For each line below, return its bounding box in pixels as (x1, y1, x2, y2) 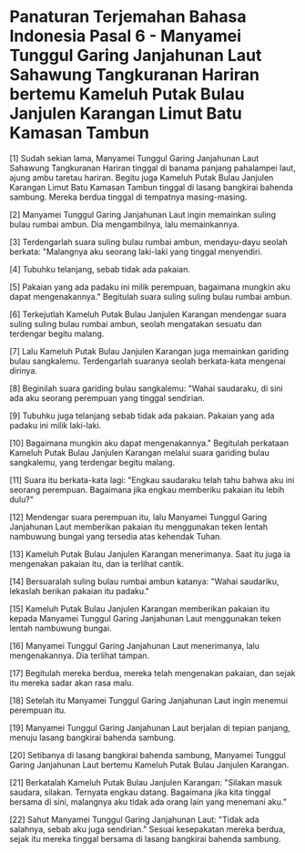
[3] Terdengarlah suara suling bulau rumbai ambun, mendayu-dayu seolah (9, 236, 289, 247)
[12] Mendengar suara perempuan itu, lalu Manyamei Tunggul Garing (9, 511, 268, 522)
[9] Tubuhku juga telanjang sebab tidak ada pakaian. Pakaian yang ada (9, 410, 275, 421)
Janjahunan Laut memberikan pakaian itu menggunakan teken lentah (9, 521, 269, 532)
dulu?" (9, 494, 35, 505)
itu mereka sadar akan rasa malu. (9, 677, 134, 688)
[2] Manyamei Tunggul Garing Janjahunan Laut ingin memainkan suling (9, 209, 276, 220)
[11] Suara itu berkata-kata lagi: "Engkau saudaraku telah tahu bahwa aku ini (9, 474, 295, 485)
